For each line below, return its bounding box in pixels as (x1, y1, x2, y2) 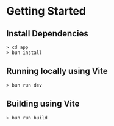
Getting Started (6, 4, 87, 18)
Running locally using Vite (6, 66, 108, 76)
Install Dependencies (6, 28, 88, 39)
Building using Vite (6, 99, 80, 109)
